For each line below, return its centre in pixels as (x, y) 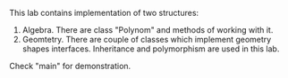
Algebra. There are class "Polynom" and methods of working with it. (148, 30)
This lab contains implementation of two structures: (104, 13)
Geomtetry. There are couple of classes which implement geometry (147, 39)
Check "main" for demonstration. (70, 66)
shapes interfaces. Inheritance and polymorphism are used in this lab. (151, 49)
